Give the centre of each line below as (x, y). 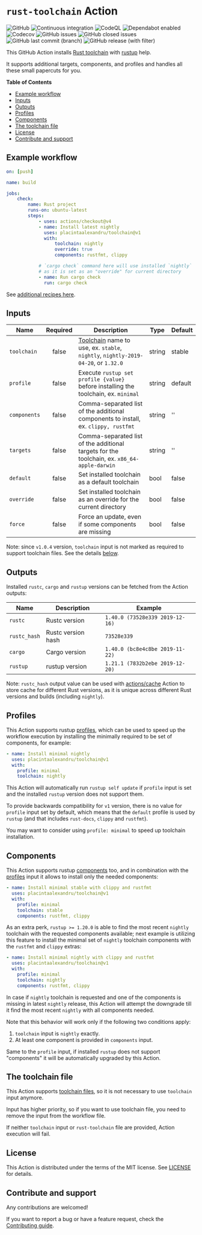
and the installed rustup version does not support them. (75, 794)
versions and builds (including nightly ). (55, 697)
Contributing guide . (30, 1225)
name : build (21, 182)
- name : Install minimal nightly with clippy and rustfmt (80, 957)
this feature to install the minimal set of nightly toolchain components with (99, 940)
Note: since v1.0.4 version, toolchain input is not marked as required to (95, 547)
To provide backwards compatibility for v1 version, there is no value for (94, 806)
